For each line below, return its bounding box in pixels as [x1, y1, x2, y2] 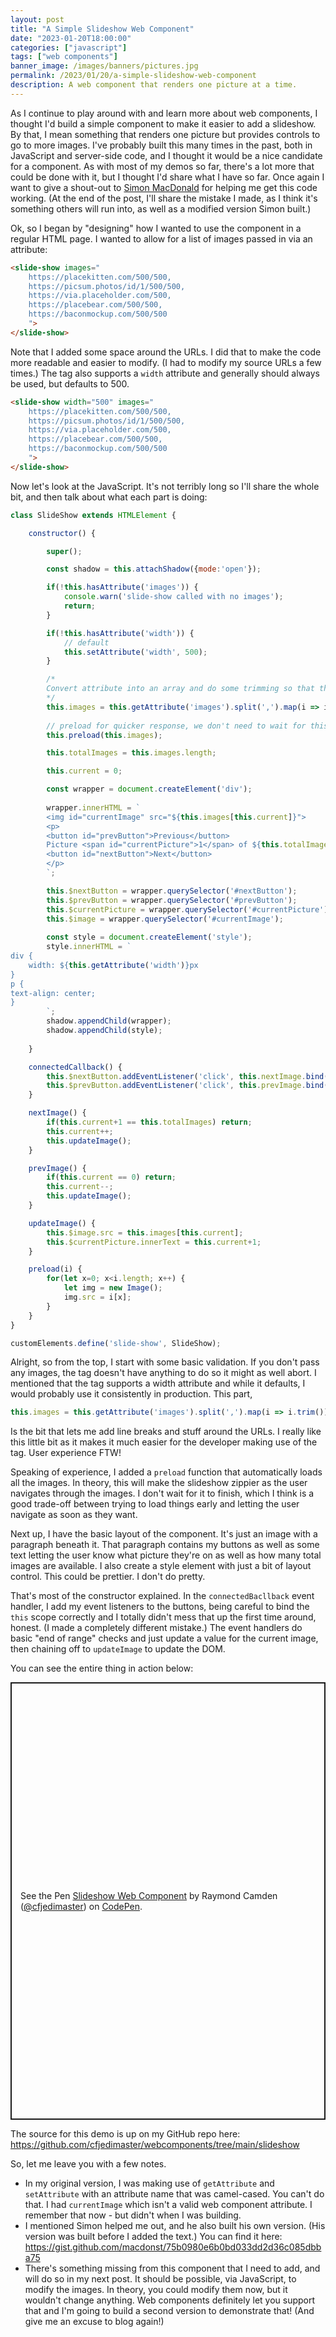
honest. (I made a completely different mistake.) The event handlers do [10, 1622, 303, 1634]
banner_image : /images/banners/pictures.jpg [10, 61, 199, 71]
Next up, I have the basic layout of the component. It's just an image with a [10, 1528, 318, 1540]
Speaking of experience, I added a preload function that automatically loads [10, 1466, 323, 1478]
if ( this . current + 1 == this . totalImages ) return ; [46, 1117, 253, 1127]
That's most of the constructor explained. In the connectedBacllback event [10, 1590, 315, 1602]
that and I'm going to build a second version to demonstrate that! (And [24, 2305, 315, 2317]
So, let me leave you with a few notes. [10, 2158, 167, 2170]
